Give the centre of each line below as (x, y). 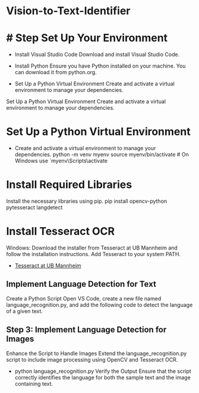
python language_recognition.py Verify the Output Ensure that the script (103, 371)
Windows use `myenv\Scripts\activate (61, 161)
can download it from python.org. (56, 72)
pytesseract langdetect (34, 207)
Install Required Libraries (69, 185)
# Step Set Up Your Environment (87, 38)
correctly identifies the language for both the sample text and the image (103, 377)
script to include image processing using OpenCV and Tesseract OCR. (92, 359)
